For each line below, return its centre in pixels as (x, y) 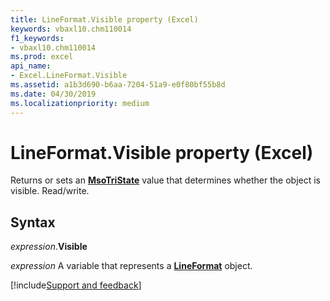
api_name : (31, 66)
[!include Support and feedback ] (76, 285)
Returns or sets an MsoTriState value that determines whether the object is (165, 180)
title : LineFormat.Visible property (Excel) (104, 19)
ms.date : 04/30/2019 (53, 94)
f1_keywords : (37, 38)
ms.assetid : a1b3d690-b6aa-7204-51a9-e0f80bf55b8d (118, 85)
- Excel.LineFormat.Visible (69, 76)
